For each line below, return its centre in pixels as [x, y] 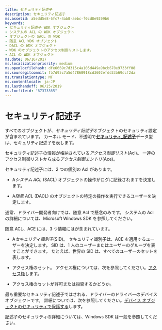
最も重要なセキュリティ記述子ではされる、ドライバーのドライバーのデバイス [81, 295]
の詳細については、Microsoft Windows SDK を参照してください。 [70, 218]
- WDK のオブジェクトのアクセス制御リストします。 [49, 50]
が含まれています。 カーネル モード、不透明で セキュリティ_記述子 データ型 [79, 137]
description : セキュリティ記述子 [35, 14]
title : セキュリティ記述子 [29, 9]
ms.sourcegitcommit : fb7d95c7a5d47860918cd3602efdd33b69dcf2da [70, 73]
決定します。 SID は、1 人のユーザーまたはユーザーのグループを [88, 245]
